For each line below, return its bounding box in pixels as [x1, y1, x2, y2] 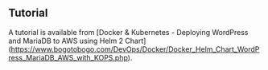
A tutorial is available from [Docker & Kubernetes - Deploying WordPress [8, 27, 249, 37]
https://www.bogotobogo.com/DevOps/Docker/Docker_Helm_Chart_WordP [10, 44, 260, 54]
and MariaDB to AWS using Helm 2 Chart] [8, 36, 146, 45]
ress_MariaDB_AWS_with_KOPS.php [8, 52, 129, 62]
